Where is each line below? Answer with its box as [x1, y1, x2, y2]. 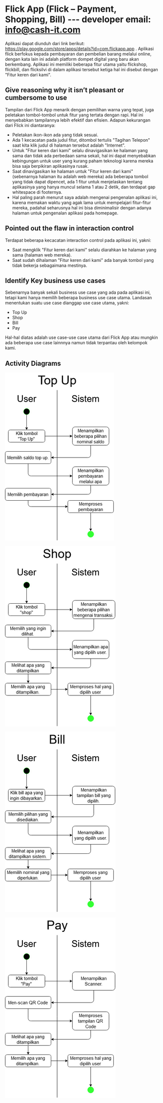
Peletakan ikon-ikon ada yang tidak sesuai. [12, 131, 99, 138]
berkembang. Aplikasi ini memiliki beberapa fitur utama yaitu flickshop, [5, 61, 148, 67]
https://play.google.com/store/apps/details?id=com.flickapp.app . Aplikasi [5, 46, 154, 51]
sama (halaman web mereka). [12, 252, 72, 258]
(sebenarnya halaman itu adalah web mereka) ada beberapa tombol [12, 173, 149, 180]
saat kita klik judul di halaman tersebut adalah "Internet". [12, 142, 126, 148]
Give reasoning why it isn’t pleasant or [5, 86, 124, 94]
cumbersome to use [5, 94, 67, 102]
